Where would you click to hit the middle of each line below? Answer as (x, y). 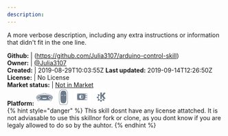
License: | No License (38, 77)
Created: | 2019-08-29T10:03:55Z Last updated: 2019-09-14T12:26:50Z (110, 70)
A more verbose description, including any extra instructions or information (113, 35)
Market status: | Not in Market (50, 84)
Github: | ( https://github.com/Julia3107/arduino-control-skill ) (93, 56)
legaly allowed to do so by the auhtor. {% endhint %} (82, 125)
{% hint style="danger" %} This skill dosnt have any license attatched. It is (113, 111)
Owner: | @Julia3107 (37, 63)
